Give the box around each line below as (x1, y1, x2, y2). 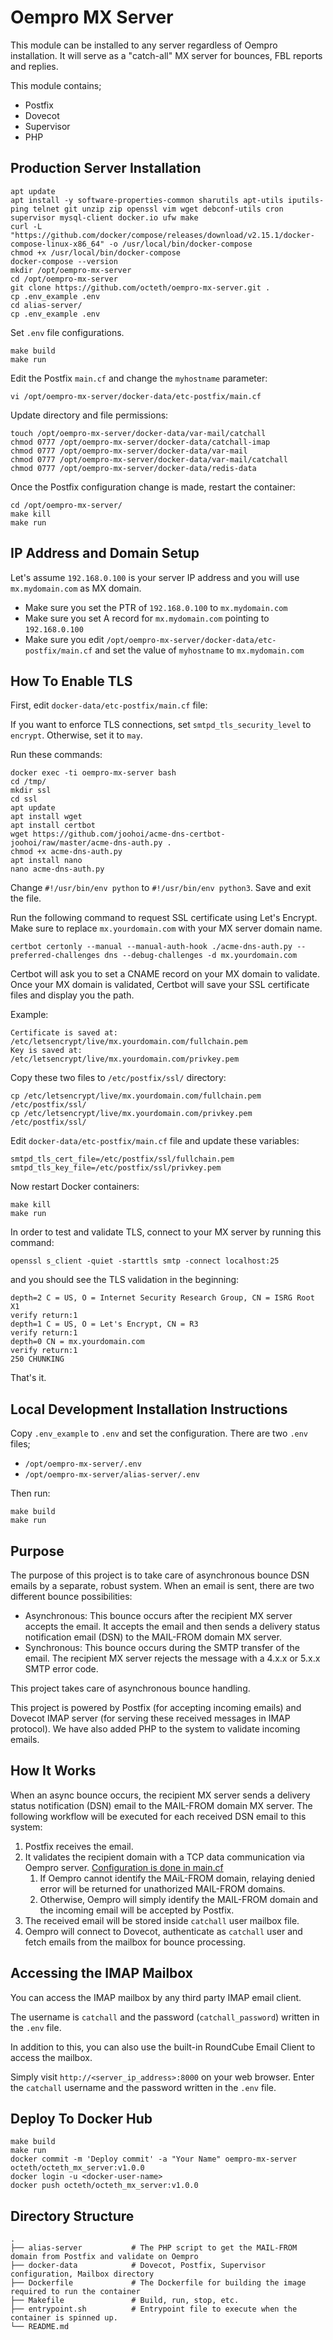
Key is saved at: (10, 1046, 83, 1056)
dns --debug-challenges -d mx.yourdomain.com (104, 951, 298, 961)
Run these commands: (10, 749, 103, 761)
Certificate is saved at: (10, 1028, 118, 1038)
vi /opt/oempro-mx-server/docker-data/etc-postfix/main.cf (10, 391, 262, 401)
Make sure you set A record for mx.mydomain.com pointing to (24, 612, 270, 624)
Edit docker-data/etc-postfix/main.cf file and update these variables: (10, 1135, 300, 1147)
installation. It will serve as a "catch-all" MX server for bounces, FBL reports (10, 49, 323, 61)
